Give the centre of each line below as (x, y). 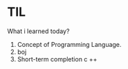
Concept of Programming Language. (69, 44)
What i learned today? (38, 31)
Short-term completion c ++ (57, 59)
